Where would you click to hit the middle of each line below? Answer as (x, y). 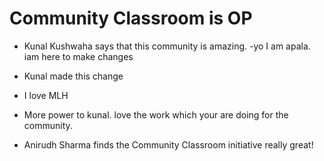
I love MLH (46, 95)
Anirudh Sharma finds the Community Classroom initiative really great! (168, 144)
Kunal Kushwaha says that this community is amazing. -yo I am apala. (167, 46)
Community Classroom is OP (131, 18)
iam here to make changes (78, 56)
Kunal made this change (73, 76)
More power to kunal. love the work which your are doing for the (156, 114)
